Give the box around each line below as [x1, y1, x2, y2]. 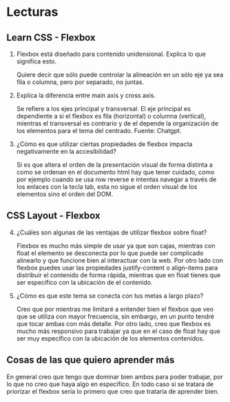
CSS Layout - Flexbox [6, 210, 101, 221]
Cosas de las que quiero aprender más [6, 354, 175, 366]
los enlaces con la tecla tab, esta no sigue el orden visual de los [16, 183, 198, 190]
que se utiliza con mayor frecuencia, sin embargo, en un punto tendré [16, 312, 215, 321]
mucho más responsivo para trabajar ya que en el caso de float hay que [16, 327, 221, 335]
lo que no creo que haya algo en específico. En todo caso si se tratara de [6, 380, 214, 388]
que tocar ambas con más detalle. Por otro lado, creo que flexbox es [16, 319, 211, 328]
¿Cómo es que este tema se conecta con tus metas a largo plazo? [16, 291, 204, 300]
